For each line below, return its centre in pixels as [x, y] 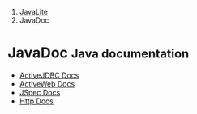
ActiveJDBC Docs [49, 75]
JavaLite [34, 12]
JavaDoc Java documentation [98, 53]
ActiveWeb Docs [47, 83]
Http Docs [36, 101]
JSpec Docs [40, 92]
